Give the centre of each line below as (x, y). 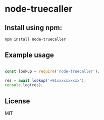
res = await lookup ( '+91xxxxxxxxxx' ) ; (45, 80)
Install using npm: (34, 28)
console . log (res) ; (24, 85)
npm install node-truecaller (35, 39)
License (17, 101)
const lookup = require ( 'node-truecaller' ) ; (52, 71)
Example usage (29, 55)
